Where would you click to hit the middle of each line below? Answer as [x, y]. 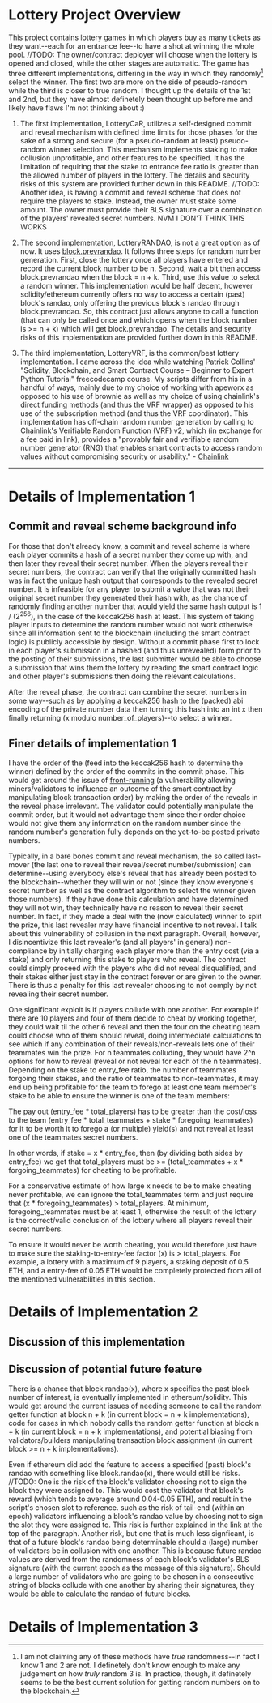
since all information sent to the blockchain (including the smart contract [129, 633]
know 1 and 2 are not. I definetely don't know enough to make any [130, 1665]
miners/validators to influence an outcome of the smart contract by [120, 789]
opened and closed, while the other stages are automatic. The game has [129, 63]
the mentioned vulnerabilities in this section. [82, 1279]
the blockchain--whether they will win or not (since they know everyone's [131, 882]
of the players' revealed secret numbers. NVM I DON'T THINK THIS [132, 218]
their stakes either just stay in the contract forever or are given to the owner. [135, 977]
